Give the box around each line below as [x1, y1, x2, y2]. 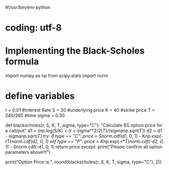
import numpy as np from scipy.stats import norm [5, 73, 108, 79]
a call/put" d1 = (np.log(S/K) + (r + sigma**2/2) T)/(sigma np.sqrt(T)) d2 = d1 [5, 127, 162, 134]
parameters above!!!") [5, 149, 51, 155]
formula [5, 56, 39, 67]
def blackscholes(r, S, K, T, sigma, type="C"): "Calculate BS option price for [5, 122, 163, 129]
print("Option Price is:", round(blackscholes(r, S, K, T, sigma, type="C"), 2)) [5, 159, 162, 165]
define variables [5, 91, 75, 102]
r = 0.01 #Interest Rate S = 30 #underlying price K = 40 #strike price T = [5, 107, 155, 113]
